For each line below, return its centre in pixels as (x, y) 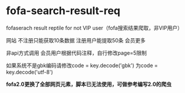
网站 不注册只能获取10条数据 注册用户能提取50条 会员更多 (76, 40)
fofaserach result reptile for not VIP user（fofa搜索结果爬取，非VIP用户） (95, 28)
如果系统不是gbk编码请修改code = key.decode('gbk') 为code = (82, 65)
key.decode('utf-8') (30, 72)
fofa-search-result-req (63, 11)
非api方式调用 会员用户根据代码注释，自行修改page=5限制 (76, 53)
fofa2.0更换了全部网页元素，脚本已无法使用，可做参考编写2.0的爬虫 (89, 84)
